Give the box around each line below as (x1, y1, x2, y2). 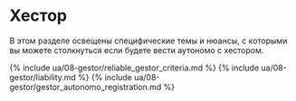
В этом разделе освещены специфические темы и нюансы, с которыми (9, 35, 288, 46)
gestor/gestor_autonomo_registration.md (9, 81, 162, 92)
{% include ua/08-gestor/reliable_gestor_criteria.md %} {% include (9, 62, 260, 73)
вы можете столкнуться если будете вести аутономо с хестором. (9, 44, 264, 55)
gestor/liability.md (9, 71, 77, 82)
